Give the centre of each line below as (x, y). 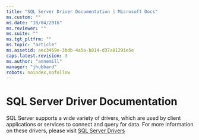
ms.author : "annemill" (34, 61)
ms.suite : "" (22, 34)
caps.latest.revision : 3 (37, 56)
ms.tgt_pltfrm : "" (29, 39)
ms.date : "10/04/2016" (34, 23)
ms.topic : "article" (32, 45)
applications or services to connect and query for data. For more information (100, 125)
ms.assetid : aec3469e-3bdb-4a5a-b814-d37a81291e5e (70, 50)
